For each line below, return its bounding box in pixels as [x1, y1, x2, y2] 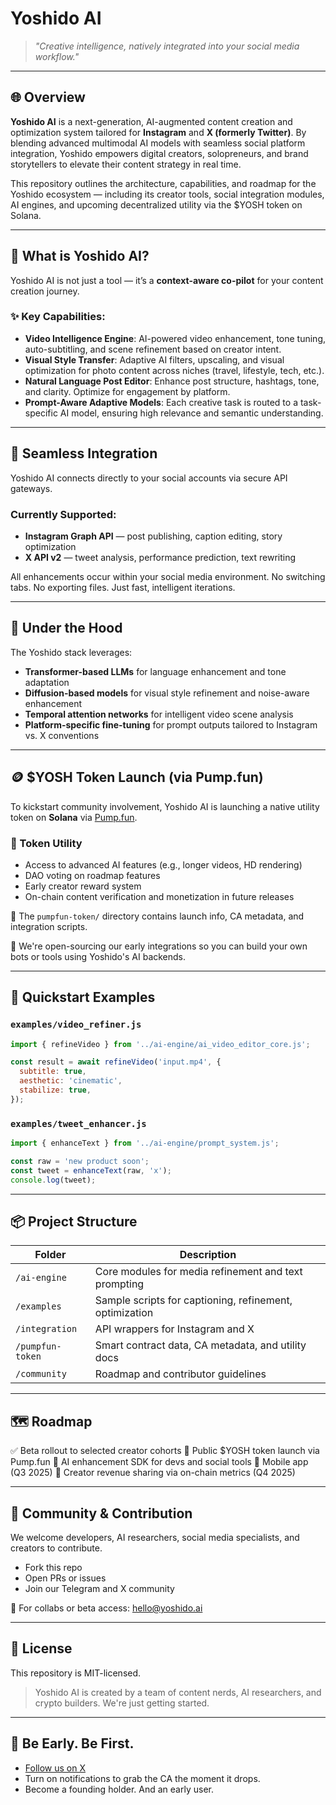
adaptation [24, 676, 70, 688]
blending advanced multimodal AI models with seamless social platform [10, 137, 306, 149]
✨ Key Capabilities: [10, 310, 106, 324]
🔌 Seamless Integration [10, 445, 158, 462]
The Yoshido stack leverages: [10, 646, 133, 658]
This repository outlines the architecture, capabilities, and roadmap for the [10, 177, 317, 189]
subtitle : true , [19, 1067, 87, 1077]
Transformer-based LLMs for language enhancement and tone [24, 665, 287, 677]
